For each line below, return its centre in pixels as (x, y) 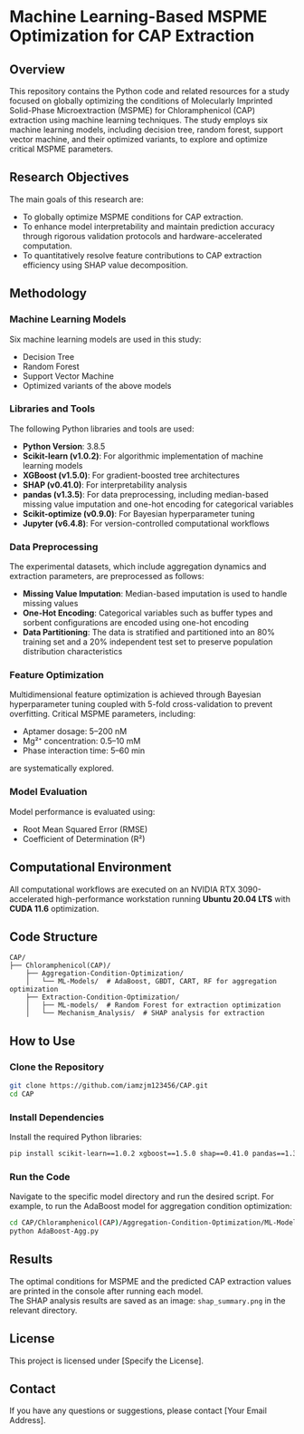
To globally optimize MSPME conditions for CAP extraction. (133, 217)
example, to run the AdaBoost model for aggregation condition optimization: (151, 1206)
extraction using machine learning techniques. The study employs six (139, 120)
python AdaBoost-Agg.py (54, 1231)
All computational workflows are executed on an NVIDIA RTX (123, 889)
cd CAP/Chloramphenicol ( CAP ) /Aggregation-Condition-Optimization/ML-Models (155, 1223)
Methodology (48, 293)
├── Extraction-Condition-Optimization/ (103, 998)
